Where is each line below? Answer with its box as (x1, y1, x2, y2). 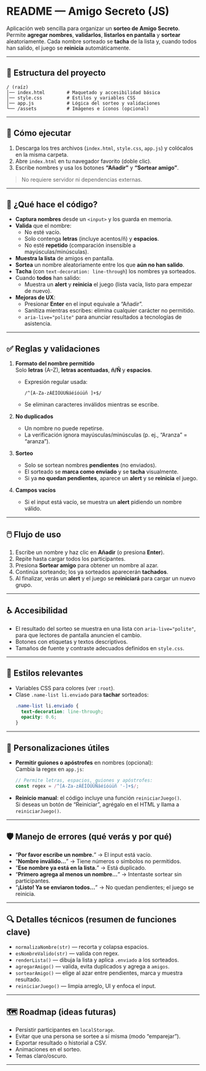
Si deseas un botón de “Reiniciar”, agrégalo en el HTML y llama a (15, 800, 180, 808)
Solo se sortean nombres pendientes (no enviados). (24, 462, 157, 469)
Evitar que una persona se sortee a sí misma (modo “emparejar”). (15, 1033, 181, 1040)
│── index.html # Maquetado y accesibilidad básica (6, 89, 161, 96)
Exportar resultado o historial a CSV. (15, 1039, 107, 1046)
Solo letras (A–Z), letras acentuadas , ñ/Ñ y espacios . (15, 367, 152, 374)
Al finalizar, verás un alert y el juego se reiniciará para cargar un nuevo (15, 575, 196, 582)
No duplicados (15, 413, 54, 420)
